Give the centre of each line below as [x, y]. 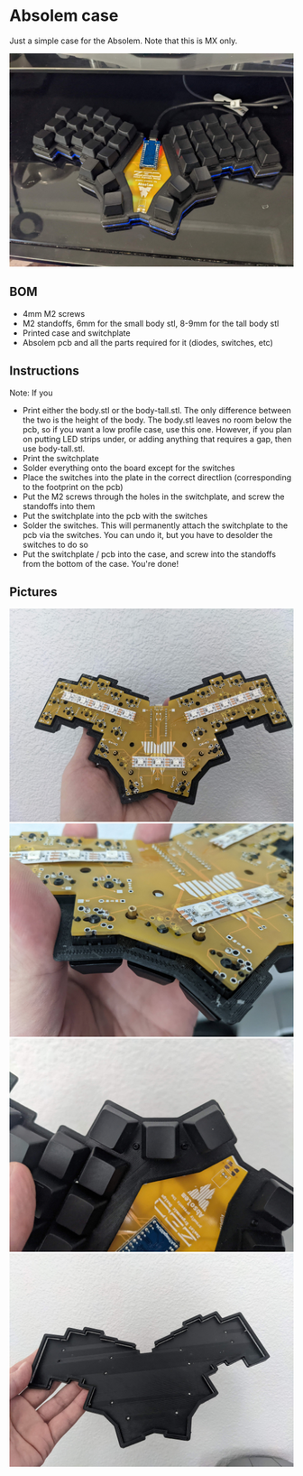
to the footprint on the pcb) [73, 487]
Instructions [44, 371]
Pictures [33, 592]
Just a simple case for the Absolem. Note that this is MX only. [124, 41]
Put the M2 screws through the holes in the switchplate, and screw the [153, 497]
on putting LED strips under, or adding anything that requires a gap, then [157, 439]
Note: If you [31, 393]
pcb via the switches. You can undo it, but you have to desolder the [147, 534]
